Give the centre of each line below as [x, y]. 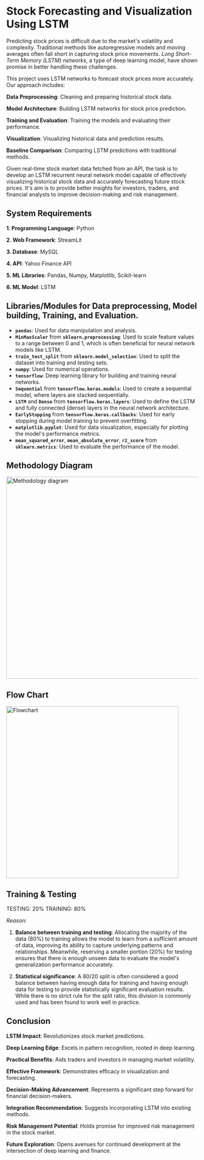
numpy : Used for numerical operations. [62, 369]
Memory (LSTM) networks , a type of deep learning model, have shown [109, 60]
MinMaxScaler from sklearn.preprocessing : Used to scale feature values [104, 337]
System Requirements [49, 214]
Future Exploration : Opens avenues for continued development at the [93, 1144]
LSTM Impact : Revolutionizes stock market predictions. [76, 1036]
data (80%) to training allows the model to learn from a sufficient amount [106, 939]
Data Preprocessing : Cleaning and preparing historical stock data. [90, 97]
